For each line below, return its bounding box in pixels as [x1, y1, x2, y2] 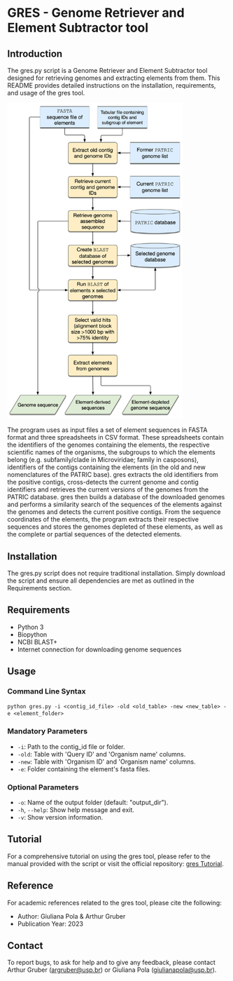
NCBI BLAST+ [17, 637, 58, 646]
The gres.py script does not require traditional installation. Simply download [7, 569, 225, 577]
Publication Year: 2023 [17, 919, 84, 928]
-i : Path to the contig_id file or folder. [17, 742, 125, 751]
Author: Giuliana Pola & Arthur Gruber [17, 912, 126, 920]
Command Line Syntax [7, 686, 86, 696]
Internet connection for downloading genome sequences [17, 645, 182, 654]
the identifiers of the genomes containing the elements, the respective [7, 440, 210, 449]
